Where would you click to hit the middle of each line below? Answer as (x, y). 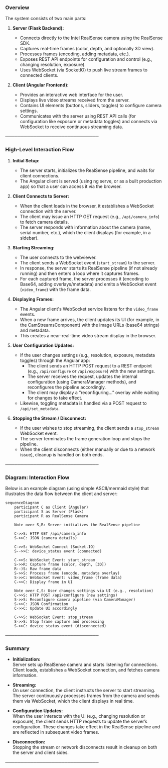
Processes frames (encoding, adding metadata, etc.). (75, 54)
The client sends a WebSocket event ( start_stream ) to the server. (88, 262)
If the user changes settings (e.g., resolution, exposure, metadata (88, 355)
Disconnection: (29, 742)
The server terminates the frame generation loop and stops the (85, 438)
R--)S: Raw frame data (38, 569)
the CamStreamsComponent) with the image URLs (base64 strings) (90, 325)
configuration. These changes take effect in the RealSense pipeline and (86, 727)
